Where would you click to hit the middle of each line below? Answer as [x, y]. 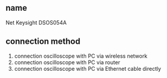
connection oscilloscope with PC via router [67, 62]
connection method [43, 42]
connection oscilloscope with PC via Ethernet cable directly [88, 68]
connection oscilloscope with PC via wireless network [81, 56]
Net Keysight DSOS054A [36, 22]
